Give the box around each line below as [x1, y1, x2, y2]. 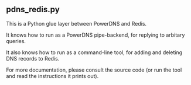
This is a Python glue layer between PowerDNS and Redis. [6, 20, 147, 27]
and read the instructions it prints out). [6, 72, 99, 79]
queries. [6, 37, 26, 44]
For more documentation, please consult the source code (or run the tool [6, 66, 182, 73]
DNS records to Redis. [6, 55, 60, 62]
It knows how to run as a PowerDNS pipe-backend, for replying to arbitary [6, 31, 185, 38]
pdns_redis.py [6, 5, 60, 15]
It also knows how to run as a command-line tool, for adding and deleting [6, 49, 183, 56]
